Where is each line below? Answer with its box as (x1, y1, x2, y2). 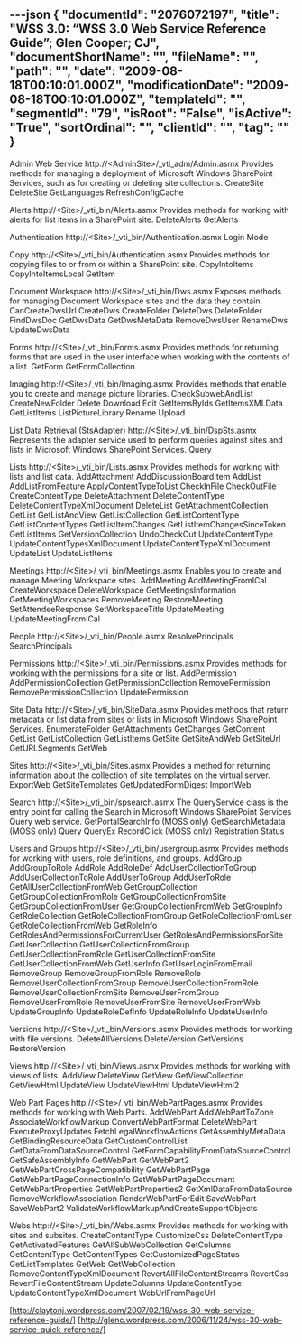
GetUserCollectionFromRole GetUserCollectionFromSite (9, 948, 216, 959)
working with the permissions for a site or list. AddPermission (9, 667, 237, 678)
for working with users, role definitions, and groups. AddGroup (9, 853, 242, 863)
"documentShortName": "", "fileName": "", (9, 50, 259, 65)
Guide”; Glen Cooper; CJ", (9, 35, 160, 51)
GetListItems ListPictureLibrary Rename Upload (9, 406, 186, 418)
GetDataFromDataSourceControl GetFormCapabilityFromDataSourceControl (9, 1144, 291, 1155)
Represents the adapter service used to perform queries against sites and (9, 434, 284, 445)
